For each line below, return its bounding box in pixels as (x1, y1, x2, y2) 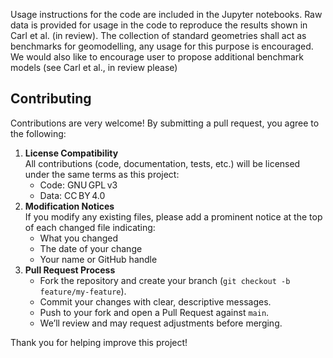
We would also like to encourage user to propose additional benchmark (10, 51, 304, 63)
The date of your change (39, 242, 143, 254)
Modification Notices (24, 200, 115, 212)
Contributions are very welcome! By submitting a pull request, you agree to (10, 117, 320, 129)
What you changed (39, 232, 118, 244)
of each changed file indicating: (24, 221, 156, 233)
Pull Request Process (24, 264, 116, 276)
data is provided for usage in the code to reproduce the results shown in (10, 19, 308, 31)
